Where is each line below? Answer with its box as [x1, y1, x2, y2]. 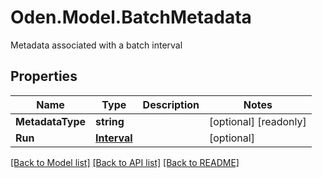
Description [142, 97, 200, 111]
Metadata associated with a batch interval [10, 39, 183, 51]
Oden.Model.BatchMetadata [10, 6, 252, 29]
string [95, 114, 125, 128]
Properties [10, 68, 78, 85]
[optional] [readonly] [209, 114, 307, 128]
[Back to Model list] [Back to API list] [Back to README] [10, 156, 240, 168]
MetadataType [15, 114, 87, 128]
